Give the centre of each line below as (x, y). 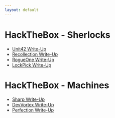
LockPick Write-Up (31, 65)
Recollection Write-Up (35, 54)
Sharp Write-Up (28, 99)
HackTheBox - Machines (57, 85)
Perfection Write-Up (33, 110)
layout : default (22, 10)
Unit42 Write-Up (29, 49)
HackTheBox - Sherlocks (58, 35)
